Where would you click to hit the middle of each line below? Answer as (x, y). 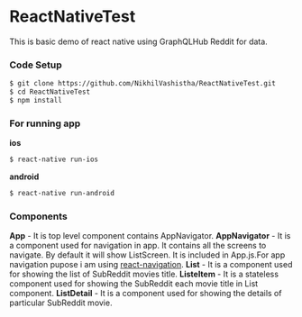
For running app (45, 123)
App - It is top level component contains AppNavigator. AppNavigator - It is (150, 236)
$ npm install (36, 100)
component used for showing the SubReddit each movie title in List (134, 284)
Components (38, 216)
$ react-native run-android (62, 194)
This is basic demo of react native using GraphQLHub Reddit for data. (138, 41)
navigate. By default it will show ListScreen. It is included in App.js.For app (147, 255)
